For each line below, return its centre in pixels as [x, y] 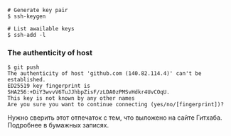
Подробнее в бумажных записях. [58, 125]
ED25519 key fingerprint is [49, 86]
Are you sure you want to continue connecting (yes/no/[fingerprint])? [116, 105]
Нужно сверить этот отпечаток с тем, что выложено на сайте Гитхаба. [115, 118]
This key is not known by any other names [71, 98]
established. [27, 80]
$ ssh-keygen [27, 16]
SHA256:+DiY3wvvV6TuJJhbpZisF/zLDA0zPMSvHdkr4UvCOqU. [89, 92]
